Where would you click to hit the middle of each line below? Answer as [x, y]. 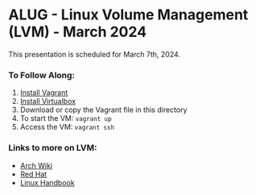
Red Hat [33, 174]
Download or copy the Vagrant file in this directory [103, 110]
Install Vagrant [44, 93]
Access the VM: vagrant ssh [67, 127]
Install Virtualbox [48, 102]
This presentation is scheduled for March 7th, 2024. [95, 54]
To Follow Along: [41, 75]
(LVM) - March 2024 [78, 32]
